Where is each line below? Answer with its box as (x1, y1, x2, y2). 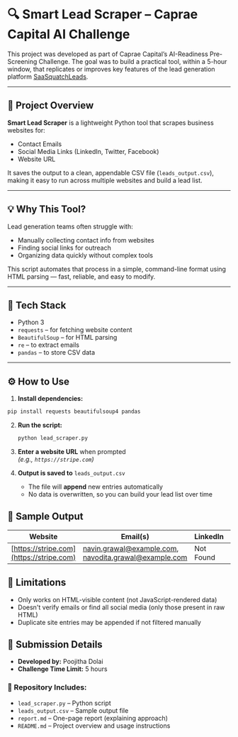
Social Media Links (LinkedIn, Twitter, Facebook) (17, 147, 159, 155)
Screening (7, 57, 38, 65)
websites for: (7, 126, 46, 134)
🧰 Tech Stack (7, 299, 67, 311)
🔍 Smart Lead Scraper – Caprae (7, 6, 198, 23)
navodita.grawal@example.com (82, 552, 188, 562)
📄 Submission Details (7, 638, 103, 650)
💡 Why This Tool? (7, 204, 86, 216)
